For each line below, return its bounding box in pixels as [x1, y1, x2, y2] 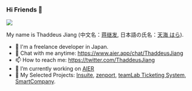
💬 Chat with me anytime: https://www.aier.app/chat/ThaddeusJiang [15, 49, 184, 57]
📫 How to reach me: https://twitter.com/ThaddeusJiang [15, 57, 156, 64]
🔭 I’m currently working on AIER [15, 65, 94, 72]
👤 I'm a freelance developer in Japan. [15, 43, 109, 51]
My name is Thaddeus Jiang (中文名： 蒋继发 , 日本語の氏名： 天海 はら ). [6, 31, 184, 39]
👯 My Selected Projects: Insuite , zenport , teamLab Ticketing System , [15, 72, 187, 79]
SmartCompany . [15, 78, 56, 85]
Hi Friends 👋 [6, 5, 42, 14]
